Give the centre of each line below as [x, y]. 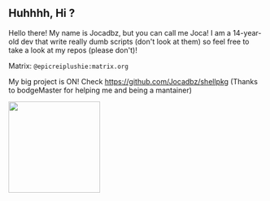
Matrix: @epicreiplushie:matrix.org [68, 66]
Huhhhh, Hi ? [42, 13]
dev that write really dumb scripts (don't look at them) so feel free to [135, 41]
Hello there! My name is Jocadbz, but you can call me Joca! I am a [120, 32]
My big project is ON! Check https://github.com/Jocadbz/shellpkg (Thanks [133, 81]
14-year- [247, 32]
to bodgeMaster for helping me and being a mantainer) [100, 90]
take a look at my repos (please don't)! [73, 50]
